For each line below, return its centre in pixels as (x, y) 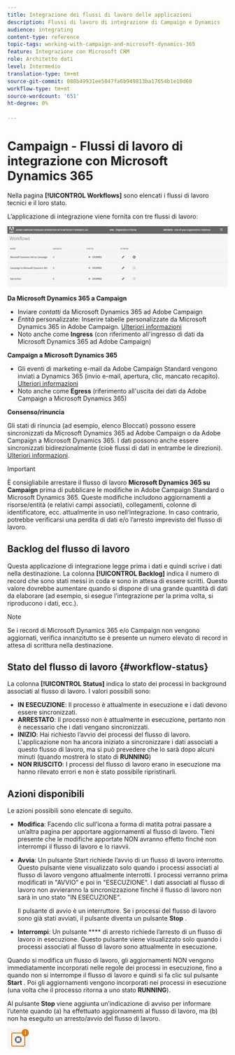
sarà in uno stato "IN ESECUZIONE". (69, 897)
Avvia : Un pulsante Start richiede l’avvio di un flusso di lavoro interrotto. (121, 860)
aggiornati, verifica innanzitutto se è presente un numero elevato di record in (117, 638)
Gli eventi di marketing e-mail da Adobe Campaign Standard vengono (117, 368)
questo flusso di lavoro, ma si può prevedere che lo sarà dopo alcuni (116, 750)
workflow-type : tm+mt (39, 89)
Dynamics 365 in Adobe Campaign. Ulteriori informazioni (99, 326)
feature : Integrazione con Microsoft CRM (69, 52)
